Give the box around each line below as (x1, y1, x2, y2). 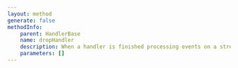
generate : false (7, 17, 55, 24)
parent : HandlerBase (20, 30, 81, 38)
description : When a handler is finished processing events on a (20, 43, 217, 50)
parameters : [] (20, 50, 65, 57)
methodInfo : (7, 23, 42, 30)
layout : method (7, 10, 52, 18)
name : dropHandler (20, 37, 74, 44)
